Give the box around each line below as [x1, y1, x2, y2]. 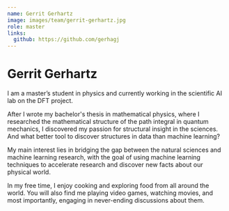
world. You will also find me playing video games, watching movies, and [7, 189, 214, 197]
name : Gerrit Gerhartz [7, 10, 73, 17]
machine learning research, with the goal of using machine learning [7, 153, 200, 162]
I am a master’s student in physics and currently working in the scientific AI [7, 89, 223, 97]
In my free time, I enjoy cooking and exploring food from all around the [7, 182, 210, 190]
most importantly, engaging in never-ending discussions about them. [7, 196, 205, 205]
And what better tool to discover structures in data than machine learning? [7, 132, 221, 141]
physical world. [7, 168, 51, 176]
